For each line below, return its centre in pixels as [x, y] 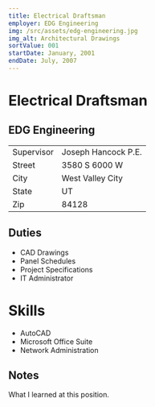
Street [24, 164]
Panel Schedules [48, 261]
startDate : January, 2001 [51, 53]
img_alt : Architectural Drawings [64, 38]
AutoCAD [35, 333]
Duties [25, 233]
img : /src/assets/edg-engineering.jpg [73, 31]
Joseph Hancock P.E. [102, 152]
